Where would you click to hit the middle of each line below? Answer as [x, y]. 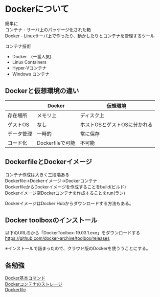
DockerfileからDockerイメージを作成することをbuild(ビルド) [66, 187]
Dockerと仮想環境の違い [42, 91]
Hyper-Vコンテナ [29, 68]
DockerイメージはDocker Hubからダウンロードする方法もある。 [69, 203]
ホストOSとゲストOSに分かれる [116, 124]
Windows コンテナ [31, 74]
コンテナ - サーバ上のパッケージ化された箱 [48, 29]
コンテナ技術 [18, 46]
